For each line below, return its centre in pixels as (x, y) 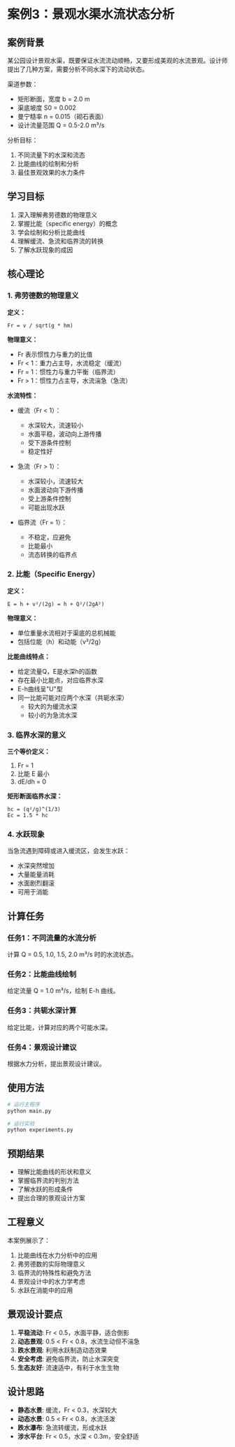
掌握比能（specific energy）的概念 (67, 223)
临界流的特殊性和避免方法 (54, 1272)
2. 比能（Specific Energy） (54, 574)
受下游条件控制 (49, 442)
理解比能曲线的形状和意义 (54, 1172)
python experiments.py (40, 1130)
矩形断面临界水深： (35, 796)
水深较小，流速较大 (56, 481)
